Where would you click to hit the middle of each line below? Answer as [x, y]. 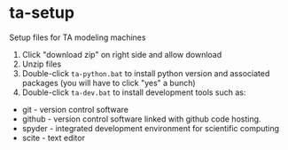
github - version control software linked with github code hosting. [141, 119]
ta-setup [42, 13]
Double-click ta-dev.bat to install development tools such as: [134, 92]
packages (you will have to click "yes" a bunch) [109, 83]
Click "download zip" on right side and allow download [122, 54]
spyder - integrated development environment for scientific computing [151, 128]
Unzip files [42, 64]
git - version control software [75, 109]
